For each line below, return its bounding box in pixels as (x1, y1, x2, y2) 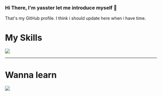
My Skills (5, 32, 42, 43)
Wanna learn (5, 70, 57, 80)
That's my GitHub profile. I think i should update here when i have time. (5, 16, 146, 21)
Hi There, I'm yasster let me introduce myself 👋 (5, 4, 117, 11)
